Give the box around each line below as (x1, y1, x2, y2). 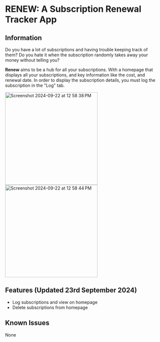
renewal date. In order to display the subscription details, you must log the (5, 77, 156, 83)
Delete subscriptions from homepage (12, 304, 88, 310)
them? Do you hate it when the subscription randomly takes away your (5, 52, 148, 58)
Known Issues (5, 319, 50, 327)
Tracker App (5, 14, 57, 25)
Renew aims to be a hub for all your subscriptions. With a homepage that (5, 67, 154, 73)
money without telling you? (5, 57, 60, 63)
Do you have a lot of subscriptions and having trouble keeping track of (5, 47, 148, 52)
